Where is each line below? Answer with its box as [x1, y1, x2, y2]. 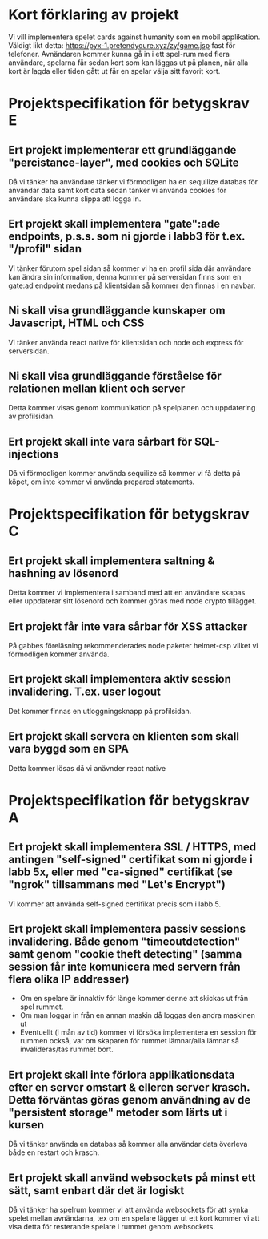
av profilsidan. [8, 411, 55, 422]
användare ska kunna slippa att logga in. [8, 194, 142, 204]
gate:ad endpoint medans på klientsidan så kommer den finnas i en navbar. [8, 280, 256, 290]
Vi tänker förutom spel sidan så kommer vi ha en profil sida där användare [8, 263, 252, 273]
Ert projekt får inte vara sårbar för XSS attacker [8, 619, 248, 633]
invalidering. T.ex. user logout [8, 685, 162, 699]
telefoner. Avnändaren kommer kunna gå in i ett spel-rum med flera [8, 49, 230, 59]
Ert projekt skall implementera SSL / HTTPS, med [8, 840, 257, 854]
